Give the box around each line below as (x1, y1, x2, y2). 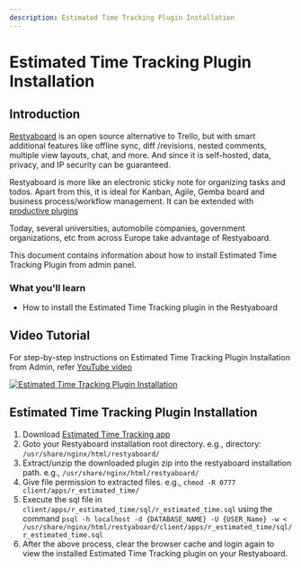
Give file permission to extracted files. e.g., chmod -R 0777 (22, 476, 236, 487)
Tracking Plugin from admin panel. (9, 259, 137, 270)
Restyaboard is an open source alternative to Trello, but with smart (9, 130, 256, 141)
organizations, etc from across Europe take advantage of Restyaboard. (9, 232, 271, 243)
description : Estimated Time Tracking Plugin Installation (9, 13, 235, 22)
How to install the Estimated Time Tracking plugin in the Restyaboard (22, 302, 279, 313)
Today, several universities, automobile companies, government (9, 222, 245, 234)
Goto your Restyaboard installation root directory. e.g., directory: (22, 438, 262, 449)
